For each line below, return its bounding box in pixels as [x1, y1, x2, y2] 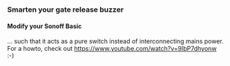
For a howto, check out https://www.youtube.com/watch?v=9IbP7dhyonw [7, 45, 217, 53]
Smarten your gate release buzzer [7, 5, 124, 14]
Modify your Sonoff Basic [7, 22, 82, 30]
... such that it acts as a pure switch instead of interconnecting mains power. [7, 37, 224, 45]
